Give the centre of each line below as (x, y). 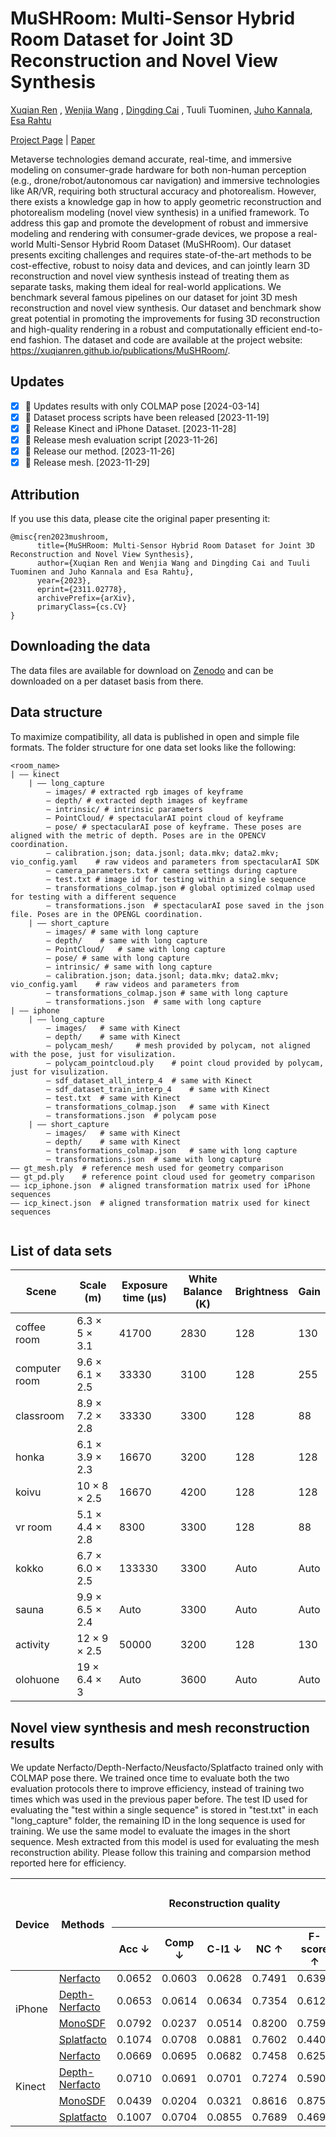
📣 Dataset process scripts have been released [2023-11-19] (147, 417)
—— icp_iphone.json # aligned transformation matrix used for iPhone (160, 1185)
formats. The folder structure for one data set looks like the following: (153, 747)
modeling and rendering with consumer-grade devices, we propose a (153, 233)
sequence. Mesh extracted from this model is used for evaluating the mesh (165, 1842)
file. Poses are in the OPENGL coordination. (106, 914)
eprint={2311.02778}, (82, 589)
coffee (31, 1327)
